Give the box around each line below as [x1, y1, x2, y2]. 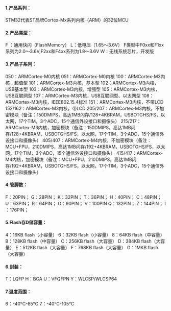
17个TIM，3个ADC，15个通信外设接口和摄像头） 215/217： [18, 118, 141, 124]
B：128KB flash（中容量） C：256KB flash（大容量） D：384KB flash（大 [5, 238, 161, 245]
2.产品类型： [5, 30, 32, 36]
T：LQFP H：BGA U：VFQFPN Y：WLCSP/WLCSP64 [5, 276, 117, 282]
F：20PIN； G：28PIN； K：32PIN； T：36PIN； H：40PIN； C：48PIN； [5, 194, 162, 200]
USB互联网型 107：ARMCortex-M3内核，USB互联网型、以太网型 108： [5, 92, 154, 99]
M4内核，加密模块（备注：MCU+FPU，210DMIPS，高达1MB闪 [5, 156, 137, 162]
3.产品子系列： [5, 61, 37, 67]
